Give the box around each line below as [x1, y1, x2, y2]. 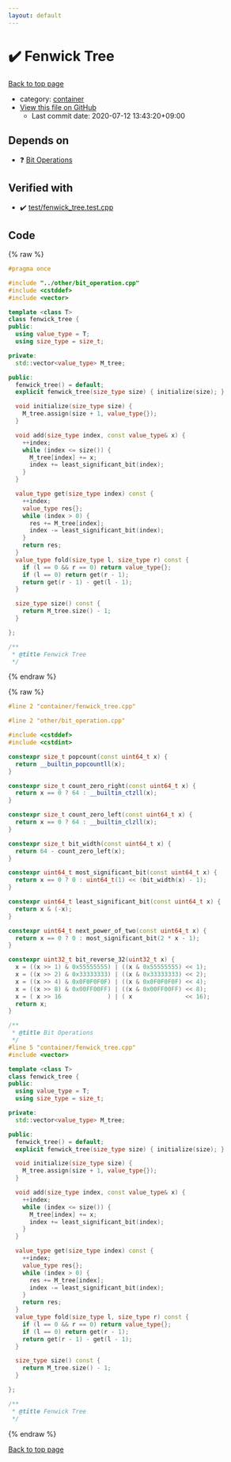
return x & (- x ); [15, 905, 73, 913]
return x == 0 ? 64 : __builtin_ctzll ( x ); [15, 789, 157, 797]
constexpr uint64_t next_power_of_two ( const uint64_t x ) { [8, 926, 207, 934]
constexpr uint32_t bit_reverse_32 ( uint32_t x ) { [8, 956, 176, 964]
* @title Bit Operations [11, 1029, 93, 1037]
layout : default [8, 11, 62, 20]
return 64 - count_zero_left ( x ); [15, 847, 126, 855]
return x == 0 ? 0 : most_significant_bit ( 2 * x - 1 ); [15, 934, 200, 942]
